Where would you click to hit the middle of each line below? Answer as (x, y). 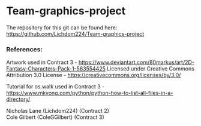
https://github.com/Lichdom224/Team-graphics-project (75, 33)
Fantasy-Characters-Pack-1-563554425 (56, 69)
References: (25, 49)
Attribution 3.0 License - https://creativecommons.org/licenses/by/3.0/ (94, 75)
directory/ (18, 99)
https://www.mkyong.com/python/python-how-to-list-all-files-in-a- (90, 93)
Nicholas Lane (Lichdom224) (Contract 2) (58, 111)
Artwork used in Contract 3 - (42, 62)
